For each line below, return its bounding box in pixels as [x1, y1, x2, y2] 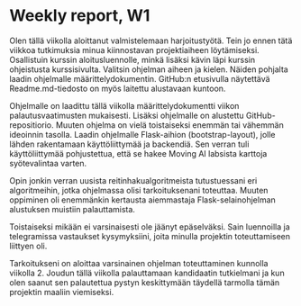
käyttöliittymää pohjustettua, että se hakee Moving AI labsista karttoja [9, 148, 268, 158]
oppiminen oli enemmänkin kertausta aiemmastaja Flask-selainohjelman [9, 194, 277, 205]
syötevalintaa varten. [9, 157, 87, 168]
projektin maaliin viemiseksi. [9, 286, 114, 297]
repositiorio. [9, 119, 54, 130]
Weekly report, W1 [9, 5, 150, 26]
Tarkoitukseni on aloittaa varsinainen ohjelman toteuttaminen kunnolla [9, 257, 269, 268]
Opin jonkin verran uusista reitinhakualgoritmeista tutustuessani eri [9, 175, 258, 185]
